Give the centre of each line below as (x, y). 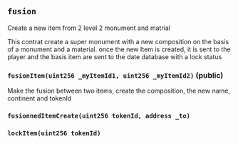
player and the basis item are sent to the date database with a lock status (115, 56)
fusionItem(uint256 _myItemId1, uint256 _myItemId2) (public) (115, 75)
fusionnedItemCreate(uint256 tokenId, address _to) (99, 116)
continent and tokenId (40, 98)
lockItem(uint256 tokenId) (54, 133)
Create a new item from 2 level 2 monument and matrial (89, 28)
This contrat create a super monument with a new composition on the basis (118, 41)
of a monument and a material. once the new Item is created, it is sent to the (119, 49)
